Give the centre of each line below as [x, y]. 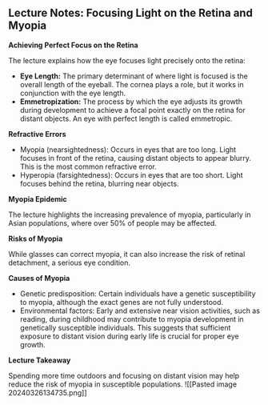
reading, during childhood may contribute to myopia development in [132, 319]
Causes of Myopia [39, 278]
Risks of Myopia [36, 239]
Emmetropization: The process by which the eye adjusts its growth [131, 101]
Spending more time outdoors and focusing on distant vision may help [124, 375]
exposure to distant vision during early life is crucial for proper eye [129, 336]
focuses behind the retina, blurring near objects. [99, 183]
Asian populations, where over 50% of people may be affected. [113, 223]
